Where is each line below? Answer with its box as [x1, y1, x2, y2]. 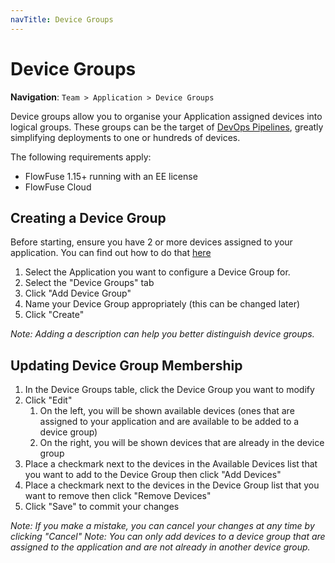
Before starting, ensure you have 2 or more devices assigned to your [10, 236, 293, 248]
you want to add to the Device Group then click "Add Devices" [24, 469, 282, 481]
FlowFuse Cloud [24, 181, 92, 193]
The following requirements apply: [10, 151, 152, 163]
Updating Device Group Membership [10, 357, 243, 374]
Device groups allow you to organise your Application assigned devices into [10, 110, 323, 122]
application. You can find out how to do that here [10, 247, 212, 259]
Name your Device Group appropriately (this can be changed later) [24, 298, 301, 310]
